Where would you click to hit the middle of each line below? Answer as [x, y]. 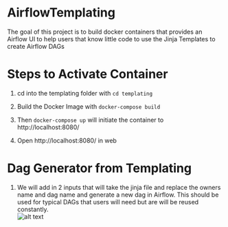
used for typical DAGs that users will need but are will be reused [108, 202]
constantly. [33, 209]
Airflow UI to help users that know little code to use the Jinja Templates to [111, 39]
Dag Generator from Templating [100, 168]
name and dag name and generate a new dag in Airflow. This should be [118, 195]
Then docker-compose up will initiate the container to [90, 120]
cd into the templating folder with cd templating [85, 93]
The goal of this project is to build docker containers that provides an [105, 32]
